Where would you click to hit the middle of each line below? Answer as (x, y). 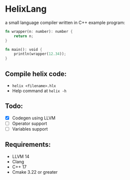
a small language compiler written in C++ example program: (65, 22)
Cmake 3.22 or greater (35, 172)
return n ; (24, 36)
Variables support (30, 129)
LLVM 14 (21, 156)
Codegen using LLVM (34, 118)
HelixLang (26, 9)
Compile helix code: (36, 74)
